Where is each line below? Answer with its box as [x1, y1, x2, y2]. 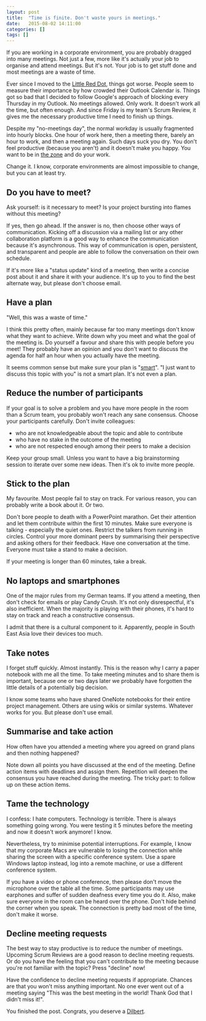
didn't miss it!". [6, 996, 44, 1003]
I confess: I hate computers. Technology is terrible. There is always [6, 815, 176, 822]
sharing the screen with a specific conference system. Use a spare [6, 853, 176, 861]
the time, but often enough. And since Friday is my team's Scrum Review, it [6, 106, 196, 114]
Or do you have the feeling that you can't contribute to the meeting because [6, 958, 199, 965]
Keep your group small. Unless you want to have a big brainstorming [6, 454, 180, 462]
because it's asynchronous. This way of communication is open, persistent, [6, 241, 198, 249]
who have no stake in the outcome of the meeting [15, 436, 141, 443]
